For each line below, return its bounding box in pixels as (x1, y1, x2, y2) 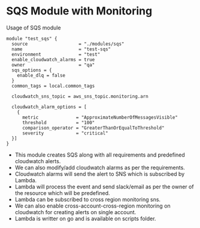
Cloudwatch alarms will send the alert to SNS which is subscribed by (14, 170, 185, 178)
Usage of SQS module (6, 24, 61, 31)
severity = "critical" (22, 130, 109, 136)
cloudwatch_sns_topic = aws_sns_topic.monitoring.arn (11, 93, 149, 100)
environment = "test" (11, 51, 101, 58)
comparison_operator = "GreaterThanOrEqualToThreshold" (22, 125, 165, 131)
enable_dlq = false (17, 72, 66, 79)
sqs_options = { (11, 67, 52, 73)
